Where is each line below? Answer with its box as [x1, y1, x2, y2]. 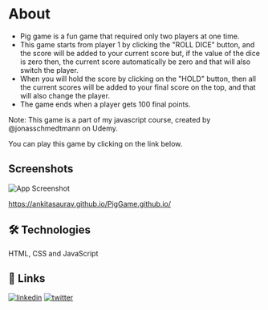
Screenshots [8, 162, 74, 176]
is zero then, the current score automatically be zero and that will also [19, 57, 251, 66]
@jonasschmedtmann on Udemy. [8, 123, 118, 133]
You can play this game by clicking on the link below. [8, 139, 183, 148]
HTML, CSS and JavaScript [8, 248, 99, 258]
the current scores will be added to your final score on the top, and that [19, 82, 256, 92]
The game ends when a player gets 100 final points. [19, 99, 191, 109]
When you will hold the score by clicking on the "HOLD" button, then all [19, 74, 257, 83]
